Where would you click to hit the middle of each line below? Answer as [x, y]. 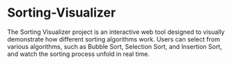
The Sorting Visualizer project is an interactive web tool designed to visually [116, 32]
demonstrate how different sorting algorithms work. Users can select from [114, 39]
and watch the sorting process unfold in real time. [78, 54]
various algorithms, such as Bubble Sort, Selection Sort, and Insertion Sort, [115, 46]
